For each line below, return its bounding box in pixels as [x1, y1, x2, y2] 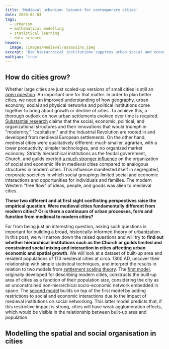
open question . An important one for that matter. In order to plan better [5, 92, 152, 98]
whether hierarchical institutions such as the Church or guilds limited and [5, 240, 162, 246]
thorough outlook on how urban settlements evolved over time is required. [5, 113, 159, 119]
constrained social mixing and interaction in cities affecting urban [5, 245, 146, 251]
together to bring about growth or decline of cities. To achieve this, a [5, 108, 147, 114]
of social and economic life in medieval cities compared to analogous [5, 161, 148, 167]
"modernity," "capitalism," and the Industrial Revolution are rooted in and [5, 129, 155, 135]
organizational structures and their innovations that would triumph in [5, 124, 147, 130]
